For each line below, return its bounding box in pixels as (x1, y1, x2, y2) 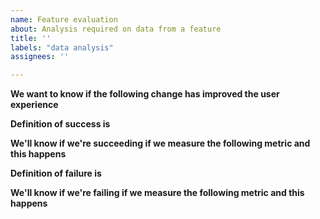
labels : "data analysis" (10, 42, 114, 53)
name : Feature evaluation (10, 14, 118, 25)
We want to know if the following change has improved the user (10, 88, 280, 100)
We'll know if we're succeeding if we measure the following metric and (10, 137, 311, 150)
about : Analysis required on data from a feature (10, 24, 222, 34)
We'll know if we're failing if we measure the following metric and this (10, 187, 305, 199)
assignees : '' (10, 52, 70, 62)
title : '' (10, 33, 52, 43)
